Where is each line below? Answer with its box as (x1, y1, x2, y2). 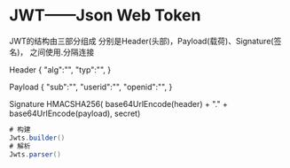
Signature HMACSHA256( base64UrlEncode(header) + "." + (9, 98, 228, 109)
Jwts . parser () (9, 149, 62, 159)
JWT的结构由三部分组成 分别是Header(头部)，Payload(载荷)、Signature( (9, 35, 274, 46)
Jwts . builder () (9, 134, 66, 142)
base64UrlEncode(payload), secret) (9, 108, 141, 118)
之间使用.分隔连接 (29, 46, 95, 57)
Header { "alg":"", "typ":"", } (9, 64, 112, 75)
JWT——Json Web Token (9, 5, 201, 26)
